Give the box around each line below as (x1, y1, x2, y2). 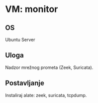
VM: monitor (5, 3, 58, 15)
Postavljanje (5, 79, 45, 87)
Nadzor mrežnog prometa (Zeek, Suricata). (5, 64, 94, 70)
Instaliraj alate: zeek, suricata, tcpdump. (5, 92, 87, 98)
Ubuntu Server (5, 36, 35, 42)
